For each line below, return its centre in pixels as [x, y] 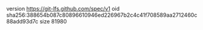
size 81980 [53, 21]
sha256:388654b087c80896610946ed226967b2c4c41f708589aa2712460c [102, 15]
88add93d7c [22, 21]
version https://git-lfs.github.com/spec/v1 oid [63, 9]
